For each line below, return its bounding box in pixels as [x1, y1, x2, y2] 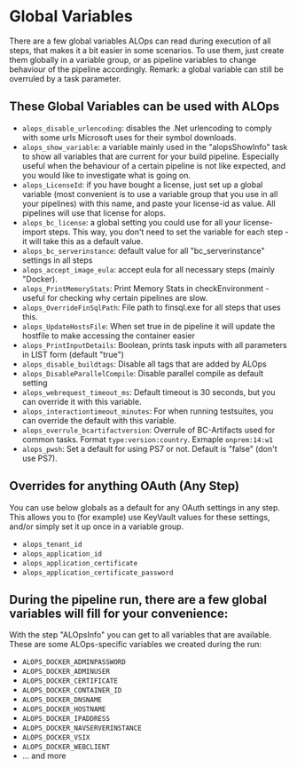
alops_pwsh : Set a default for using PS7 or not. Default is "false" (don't [21, 443, 277, 454]
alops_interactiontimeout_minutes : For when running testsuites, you [21, 406, 274, 416]
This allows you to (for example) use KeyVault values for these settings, [9, 511, 270, 522]
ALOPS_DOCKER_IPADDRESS [21, 715, 111, 724]
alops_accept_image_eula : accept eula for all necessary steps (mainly [21, 264, 275, 274]
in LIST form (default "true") [21, 349, 124, 360]
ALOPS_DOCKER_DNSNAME [21, 695, 102, 705]
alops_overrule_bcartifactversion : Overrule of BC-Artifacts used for [21, 424, 276, 435]
